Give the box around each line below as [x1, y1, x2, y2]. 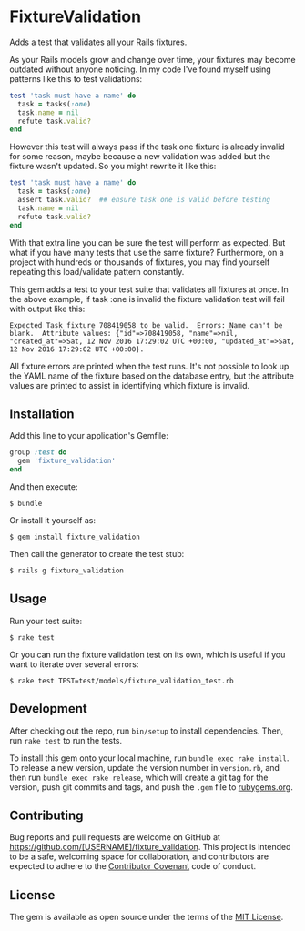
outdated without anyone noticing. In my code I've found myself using [9, 64, 271, 75]
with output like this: [9, 303, 86, 314]
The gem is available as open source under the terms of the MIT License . [9, 912, 284, 923]
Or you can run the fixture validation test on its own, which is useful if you [9, 649, 286, 660]
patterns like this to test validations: [9, 73, 143, 84]
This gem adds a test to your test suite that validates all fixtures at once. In [9, 284, 289, 295]
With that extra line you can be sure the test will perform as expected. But [9, 237, 286, 248]
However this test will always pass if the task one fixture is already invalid [9, 141, 285, 152]
